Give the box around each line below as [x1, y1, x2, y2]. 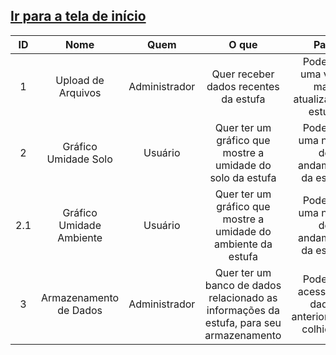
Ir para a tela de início [10, 8, 147, 25]
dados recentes [206, 79, 280, 93]
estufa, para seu [204, 315, 282, 329]
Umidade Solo [46, 152, 113, 166]
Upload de [55, 73, 105, 87]
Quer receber [211, 67, 275, 81]
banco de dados [204, 278, 282, 292]
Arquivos [58, 85, 102, 99]
